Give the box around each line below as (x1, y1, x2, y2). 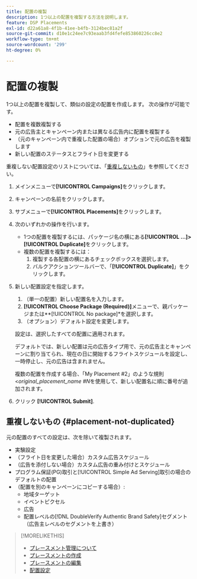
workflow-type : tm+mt (6, 36, 60, 42)
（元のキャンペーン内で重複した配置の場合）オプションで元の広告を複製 (14, 135, 191, 142)
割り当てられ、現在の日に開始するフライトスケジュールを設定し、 (30, 350, 191, 357)
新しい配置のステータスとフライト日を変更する (14, 150, 129, 157)
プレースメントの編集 (29, 559, 82, 566)
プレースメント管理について (29, 544, 97, 551)
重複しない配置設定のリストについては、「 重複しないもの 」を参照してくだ (6, 162, 185, 169)
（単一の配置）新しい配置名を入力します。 (23, 295, 127, 302)
